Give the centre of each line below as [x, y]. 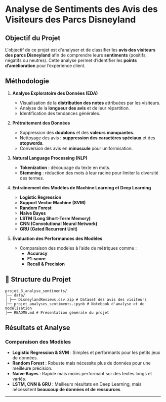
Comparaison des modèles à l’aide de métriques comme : [78, 248]
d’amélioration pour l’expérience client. [45, 66]
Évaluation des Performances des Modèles [57, 238]
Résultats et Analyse [38, 328]
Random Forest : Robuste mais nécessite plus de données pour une [81, 363]
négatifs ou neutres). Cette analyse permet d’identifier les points [71, 60]
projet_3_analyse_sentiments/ [36, 291]
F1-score [36, 258]
